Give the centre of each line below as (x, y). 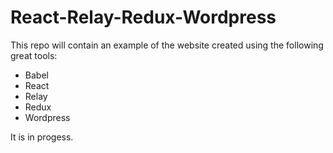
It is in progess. (42, 137)
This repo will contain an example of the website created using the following (167, 45)
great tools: (34, 55)
